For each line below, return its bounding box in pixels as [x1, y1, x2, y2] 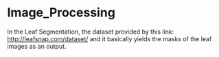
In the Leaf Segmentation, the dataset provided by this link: [7, 27, 174, 36]
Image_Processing [7, 5, 115, 21]
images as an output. [7, 42, 67, 50]
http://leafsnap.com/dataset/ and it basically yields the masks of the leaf [7, 34, 212, 43]
